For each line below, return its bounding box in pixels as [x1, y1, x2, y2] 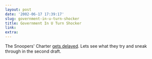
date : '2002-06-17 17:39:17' [5, 12, 64, 17]
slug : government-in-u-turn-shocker [5, 16, 79, 21]
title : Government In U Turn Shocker [5, 20, 82, 26]
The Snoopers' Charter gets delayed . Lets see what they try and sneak [5, 43, 147, 49]
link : [5, 25, 16, 30]
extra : [5, 30, 19, 35]
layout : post [5, 7, 32, 12]
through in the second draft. [5, 48, 61, 54]
